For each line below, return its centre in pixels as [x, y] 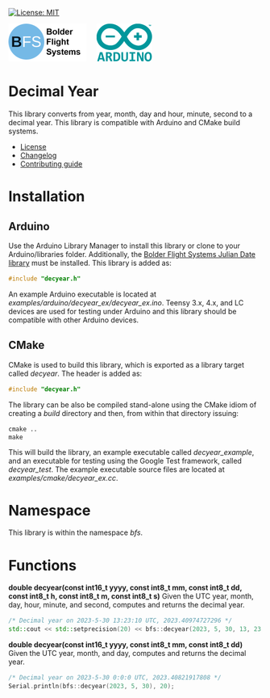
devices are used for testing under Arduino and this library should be [123, 311]
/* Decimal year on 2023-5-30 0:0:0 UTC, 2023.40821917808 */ [115, 678]
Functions [42, 565]
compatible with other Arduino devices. [74, 320]
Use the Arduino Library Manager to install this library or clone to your [124, 246]
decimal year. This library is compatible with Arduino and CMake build [124, 122]
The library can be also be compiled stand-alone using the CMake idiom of [133, 405]
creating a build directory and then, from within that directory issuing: [124, 413]
